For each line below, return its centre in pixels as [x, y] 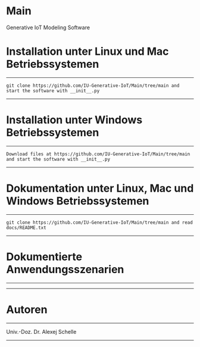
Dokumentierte [44, 257]
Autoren [27, 309]
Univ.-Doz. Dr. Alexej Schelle [41, 332]
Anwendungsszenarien [65, 269]
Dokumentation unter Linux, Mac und [100, 188]
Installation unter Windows [74, 120]
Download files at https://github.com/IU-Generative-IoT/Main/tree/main [98, 154]
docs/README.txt [26, 227]
